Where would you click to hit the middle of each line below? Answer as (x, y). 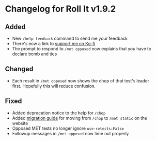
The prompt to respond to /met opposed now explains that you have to (82, 49)
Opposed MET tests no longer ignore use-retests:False (68, 128)
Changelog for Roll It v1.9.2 (61, 9)
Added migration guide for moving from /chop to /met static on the (79, 118)
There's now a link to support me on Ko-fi (54, 44)
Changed (19, 69)
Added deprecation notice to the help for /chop (59, 113)
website (20, 123)
